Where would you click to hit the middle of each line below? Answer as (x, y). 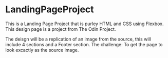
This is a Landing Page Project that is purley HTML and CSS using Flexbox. (85, 24)
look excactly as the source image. (42, 50)
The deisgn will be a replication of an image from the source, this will (78, 39)
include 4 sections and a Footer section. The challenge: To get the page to (84, 44)
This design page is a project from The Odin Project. (61, 29)
